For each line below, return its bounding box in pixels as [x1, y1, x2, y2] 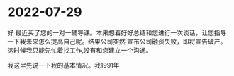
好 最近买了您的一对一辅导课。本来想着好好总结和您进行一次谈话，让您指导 [7, 28, 227, 37]
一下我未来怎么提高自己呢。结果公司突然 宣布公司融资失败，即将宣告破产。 [7, 37, 227, 46]
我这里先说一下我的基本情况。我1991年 [7, 61, 120, 69]
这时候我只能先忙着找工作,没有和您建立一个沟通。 [7, 46, 152, 54]
